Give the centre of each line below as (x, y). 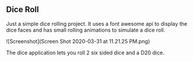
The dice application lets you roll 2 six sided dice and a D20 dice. (85, 53)
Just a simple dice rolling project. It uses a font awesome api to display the (97, 23)
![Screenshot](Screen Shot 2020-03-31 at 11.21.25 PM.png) (78, 41)
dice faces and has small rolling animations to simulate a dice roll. (86, 30)
